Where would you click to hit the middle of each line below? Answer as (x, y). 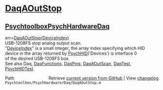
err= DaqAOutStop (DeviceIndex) (37, 38)
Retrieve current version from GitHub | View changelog (103, 78)
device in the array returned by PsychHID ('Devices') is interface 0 (71, 53)
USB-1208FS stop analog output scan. (43, 43)
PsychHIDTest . (20, 69)
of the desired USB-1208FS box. (37, 58)
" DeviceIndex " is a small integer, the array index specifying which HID (75, 48)
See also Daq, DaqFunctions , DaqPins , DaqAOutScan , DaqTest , (68, 64)
